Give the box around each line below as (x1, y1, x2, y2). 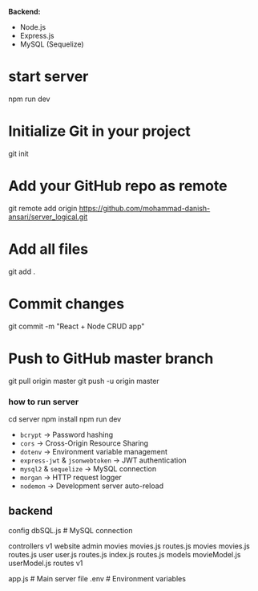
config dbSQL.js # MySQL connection (8, 525, 133, 535)
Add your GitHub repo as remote (8, 177, 228, 195)
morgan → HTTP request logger (19, 472, 122, 482)
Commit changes (8, 295, 125, 312)
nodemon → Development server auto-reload (19, 481, 164, 491)
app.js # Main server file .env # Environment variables (8, 573, 187, 583)
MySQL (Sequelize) (19, 39, 84, 49)
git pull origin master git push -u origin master (8, 376, 160, 385)
